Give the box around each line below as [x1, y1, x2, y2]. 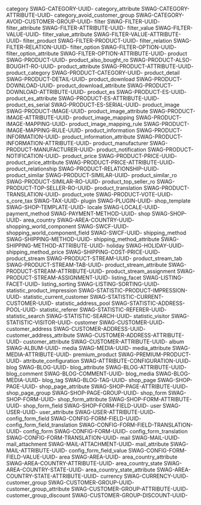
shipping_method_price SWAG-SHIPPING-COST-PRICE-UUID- [6, 248, 161, 256]
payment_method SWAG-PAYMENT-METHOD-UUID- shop [6, 210, 151, 217]
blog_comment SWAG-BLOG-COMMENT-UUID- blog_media [6, 370, 155, 377]
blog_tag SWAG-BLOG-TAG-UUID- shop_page [41, 377, 157, 383]
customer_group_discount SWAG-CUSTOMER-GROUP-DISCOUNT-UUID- [6, 492, 188, 499]
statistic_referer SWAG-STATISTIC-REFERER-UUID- [39, 306, 167, 313]
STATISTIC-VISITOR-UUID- [6, 319, 73, 326]
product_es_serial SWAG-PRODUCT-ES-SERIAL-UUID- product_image [6, 101, 180, 108]
